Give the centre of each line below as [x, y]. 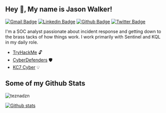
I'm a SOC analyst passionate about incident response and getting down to [83, 31]
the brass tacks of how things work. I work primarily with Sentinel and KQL [83, 36]
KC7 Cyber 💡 [26, 67]
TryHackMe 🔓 [27, 52]
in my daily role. [22, 42]
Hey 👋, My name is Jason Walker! [59, 9]
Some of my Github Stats [45, 83]
